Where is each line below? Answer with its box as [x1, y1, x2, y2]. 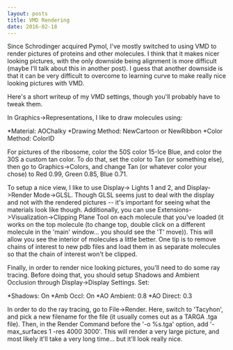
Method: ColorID [7, 134, 55, 143]
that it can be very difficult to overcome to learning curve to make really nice [7, 72, 226, 80]
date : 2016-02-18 [7, 23, 58, 30]
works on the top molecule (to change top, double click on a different [7, 221, 206, 229]
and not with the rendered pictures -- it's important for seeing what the [7, 198, 211, 207]
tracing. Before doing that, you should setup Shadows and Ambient [7, 271, 200, 279]
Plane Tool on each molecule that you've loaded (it [79, 213, 224, 221]
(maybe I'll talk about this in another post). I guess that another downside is [7, 64, 223, 73]
